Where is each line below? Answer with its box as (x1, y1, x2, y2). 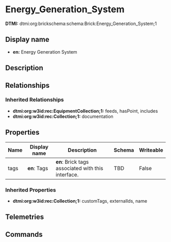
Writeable (139, 147, 163, 154)
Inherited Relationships (5, 96, 64, 103)
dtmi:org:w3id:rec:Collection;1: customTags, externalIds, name (12, 198, 148, 204)
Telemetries (5, 213, 44, 222)
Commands (5, 230, 43, 238)
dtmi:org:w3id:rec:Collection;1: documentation (12, 113, 113, 119)
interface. (55, 171, 79, 178)
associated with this (55, 164, 103, 172)
